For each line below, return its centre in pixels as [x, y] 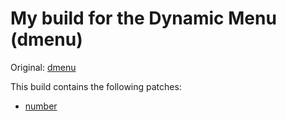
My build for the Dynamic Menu [143, 18]
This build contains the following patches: [96, 86]
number [41, 106]
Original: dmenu [43, 67]
